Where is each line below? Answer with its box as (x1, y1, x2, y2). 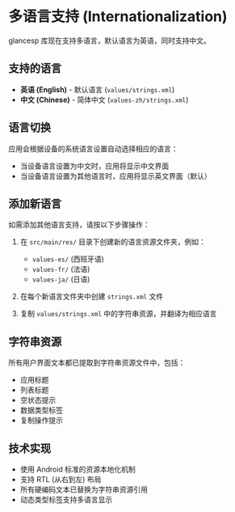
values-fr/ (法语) (31, 264, 90, 274)
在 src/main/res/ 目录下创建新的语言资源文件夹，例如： (19, 237, 206, 247)
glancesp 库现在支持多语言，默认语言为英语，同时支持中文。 (8, 36, 212, 45)
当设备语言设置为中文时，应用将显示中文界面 (19, 161, 170, 171)
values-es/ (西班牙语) (31, 254, 105, 264)
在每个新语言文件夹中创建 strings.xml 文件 (19, 292, 164, 302)
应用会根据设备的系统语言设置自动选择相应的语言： (8, 143, 178, 154)
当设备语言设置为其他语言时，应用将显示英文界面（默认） (19, 171, 212, 180)
